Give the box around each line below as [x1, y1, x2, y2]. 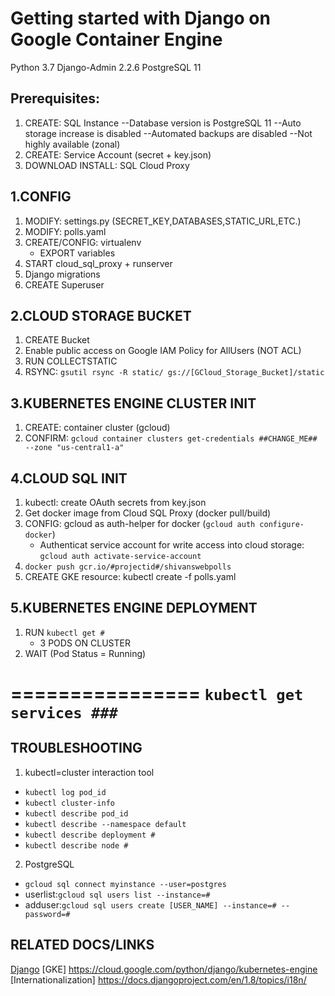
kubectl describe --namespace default [24, 819, 187, 829]
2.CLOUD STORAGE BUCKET [10, 307, 192, 324]
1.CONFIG [10, 188, 72, 206]
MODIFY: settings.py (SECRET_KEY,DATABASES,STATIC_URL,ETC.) [24, 215, 302, 227]
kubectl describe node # [24, 840, 129, 851]
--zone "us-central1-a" [24, 443, 125, 453]
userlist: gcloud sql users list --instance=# [24, 888, 211, 900]
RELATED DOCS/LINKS [10, 937, 155, 954]
